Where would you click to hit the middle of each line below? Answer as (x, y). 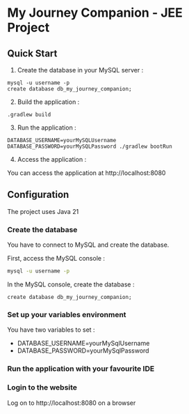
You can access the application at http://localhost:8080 (87, 173)
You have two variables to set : (51, 330)
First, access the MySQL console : (56, 259)
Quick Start (32, 53)
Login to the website (42, 388)
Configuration (38, 195)
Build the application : (48, 102)
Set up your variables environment (67, 314)
